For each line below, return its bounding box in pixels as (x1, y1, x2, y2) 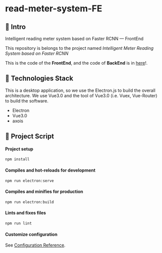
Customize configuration (5, 231, 58, 237)
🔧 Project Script (5, 132, 54, 141)
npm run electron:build (5, 199, 54, 205)
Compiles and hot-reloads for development (5, 167, 96, 173)
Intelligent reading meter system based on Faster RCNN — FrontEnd (5, 36, 144, 41)
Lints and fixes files (5, 210, 46, 216)
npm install (5, 157, 30, 162)
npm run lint (5, 221, 32, 226)
